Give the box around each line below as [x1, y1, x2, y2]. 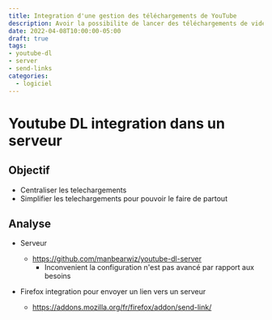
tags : [8, 42, 27, 50]
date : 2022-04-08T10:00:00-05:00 [8, 27, 121, 35]
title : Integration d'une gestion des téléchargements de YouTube [8, 11, 237, 20]
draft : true [8, 34, 49, 43]
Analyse [8, 217, 51, 230]
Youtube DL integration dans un [8, 114, 225, 133]
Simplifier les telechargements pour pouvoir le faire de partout [19, 193, 228, 203]
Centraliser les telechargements [19, 185, 127, 195]
